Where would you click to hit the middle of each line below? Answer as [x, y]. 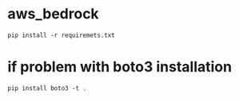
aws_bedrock [53, 14]
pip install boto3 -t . [47, 88]
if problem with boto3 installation [120, 67]
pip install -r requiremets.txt [61, 35]
